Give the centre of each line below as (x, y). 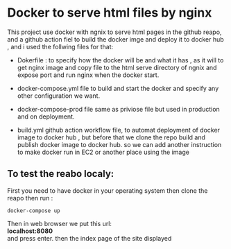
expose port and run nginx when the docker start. (88, 75)
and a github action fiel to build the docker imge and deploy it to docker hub (115, 39)
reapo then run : (30, 198)
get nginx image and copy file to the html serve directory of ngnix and (117, 67)
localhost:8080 (30, 231)
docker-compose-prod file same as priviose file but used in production (118, 109)
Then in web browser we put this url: (60, 223)
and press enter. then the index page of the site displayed (89, 238)
